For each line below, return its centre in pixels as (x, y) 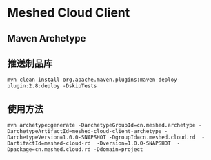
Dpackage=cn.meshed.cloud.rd (49, 150)
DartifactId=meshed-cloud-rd (49, 143)
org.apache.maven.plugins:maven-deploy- (121, 80)
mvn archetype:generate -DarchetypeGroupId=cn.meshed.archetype (101, 125)
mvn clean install (33, 80)
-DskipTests (80, 86)
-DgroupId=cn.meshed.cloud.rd (152, 137)
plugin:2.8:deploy (33, 86)
